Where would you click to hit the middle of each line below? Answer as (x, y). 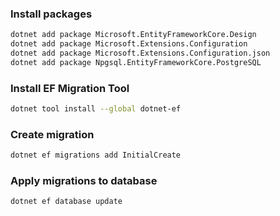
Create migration (52, 134)
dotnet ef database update (66, 202)
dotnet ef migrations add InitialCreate (96, 155)
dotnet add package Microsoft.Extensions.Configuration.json (140, 53)
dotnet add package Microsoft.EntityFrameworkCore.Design (133, 35)
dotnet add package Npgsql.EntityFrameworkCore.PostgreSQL (136, 62)
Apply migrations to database (84, 181)
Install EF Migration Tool (70, 88)
